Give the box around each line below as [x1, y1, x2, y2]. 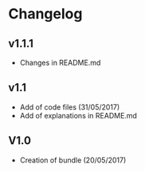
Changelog [8, 5, 83, 23]
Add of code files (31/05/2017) [19, 102, 120, 112]
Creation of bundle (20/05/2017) [19, 155, 127, 165]
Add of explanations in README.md [19, 110, 138, 120]
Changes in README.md [19, 58, 101, 67]
